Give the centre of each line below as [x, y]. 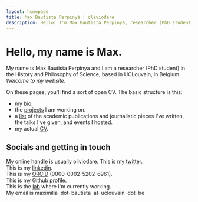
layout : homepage [27, 12]
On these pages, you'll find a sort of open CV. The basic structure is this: [94, 92]
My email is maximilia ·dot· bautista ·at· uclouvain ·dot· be [75, 193]
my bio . [24, 103]
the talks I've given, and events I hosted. [64, 122]
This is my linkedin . [29, 168]
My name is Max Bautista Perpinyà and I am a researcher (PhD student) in [96, 68]
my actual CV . [32, 129]
